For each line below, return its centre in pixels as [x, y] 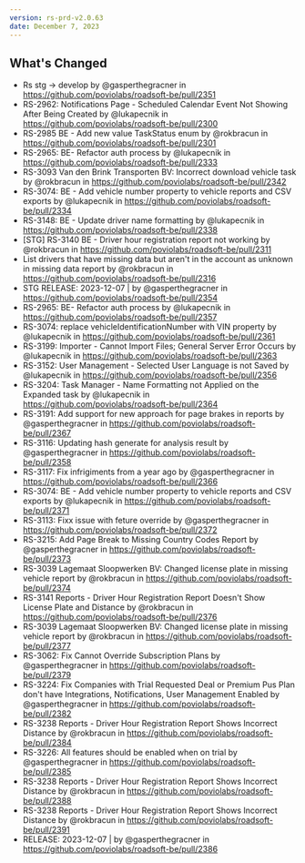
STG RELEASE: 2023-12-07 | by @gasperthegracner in [125, 289]
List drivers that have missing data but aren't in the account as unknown [158, 259]
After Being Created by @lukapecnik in [95, 114]
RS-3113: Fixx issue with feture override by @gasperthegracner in [146, 521]
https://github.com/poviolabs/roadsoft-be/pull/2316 [119, 279]
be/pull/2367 [47, 433]
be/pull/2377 [46, 646]
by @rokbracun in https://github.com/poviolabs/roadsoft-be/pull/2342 [154, 182]
